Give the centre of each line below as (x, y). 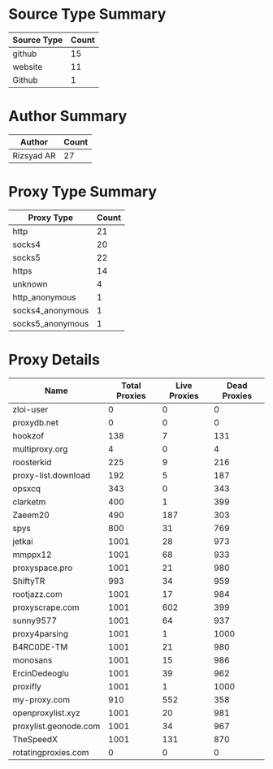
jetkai (23, 541)
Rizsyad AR (34, 155)
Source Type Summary (87, 14)
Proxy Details (54, 360)
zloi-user (30, 409)
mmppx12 (32, 555)
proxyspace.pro (43, 568)
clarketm (29, 502)
